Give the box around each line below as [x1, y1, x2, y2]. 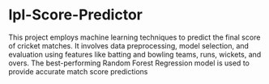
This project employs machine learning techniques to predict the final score [8, 32, 261, 42]
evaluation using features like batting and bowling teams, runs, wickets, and [8, 49, 262, 59]
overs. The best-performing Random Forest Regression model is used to [8, 58, 250, 68]
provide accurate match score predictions [8, 66, 148, 76]
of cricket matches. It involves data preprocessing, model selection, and [8, 40, 250, 50]
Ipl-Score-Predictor [8, 6, 143, 24]
